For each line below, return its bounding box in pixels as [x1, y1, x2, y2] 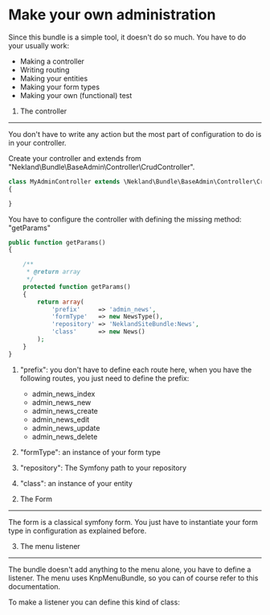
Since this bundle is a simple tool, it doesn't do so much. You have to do [8, 32, 247, 42]
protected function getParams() [22, 283, 131, 291]
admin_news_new [31, 397, 92, 407]
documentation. [8, 581, 61, 591]
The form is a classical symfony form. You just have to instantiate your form [8, 517, 259, 526]
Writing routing [19, 64, 70, 74]
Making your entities [19, 73, 88, 83]
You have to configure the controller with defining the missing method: [8, 214, 242, 224]
